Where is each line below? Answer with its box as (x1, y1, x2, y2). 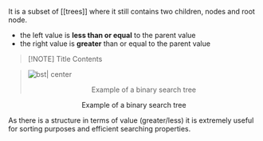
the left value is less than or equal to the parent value (19, 31, 196, 40)
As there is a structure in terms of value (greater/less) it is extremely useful (8, 116, 254, 125)
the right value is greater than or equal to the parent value (19, 39, 211, 48)
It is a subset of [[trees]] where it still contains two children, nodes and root (8, 7, 255, 16)
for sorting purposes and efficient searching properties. (8, 124, 191, 133)
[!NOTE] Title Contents (27, 55, 103, 63)
